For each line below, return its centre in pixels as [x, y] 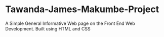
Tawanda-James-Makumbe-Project [82, 9]
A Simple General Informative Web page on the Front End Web [70, 23]
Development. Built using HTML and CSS [48, 28]
